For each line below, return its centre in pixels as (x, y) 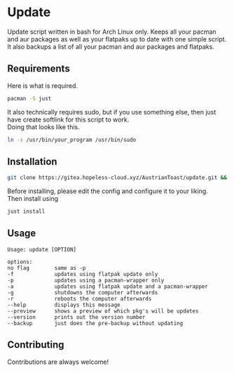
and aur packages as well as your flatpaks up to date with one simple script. (117, 39)
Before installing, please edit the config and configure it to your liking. (108, 191)
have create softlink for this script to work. (68, 119)
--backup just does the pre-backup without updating (95, 323)
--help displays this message (64, 305)
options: (20, 262)
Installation (32, 161)
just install (26, 211)
